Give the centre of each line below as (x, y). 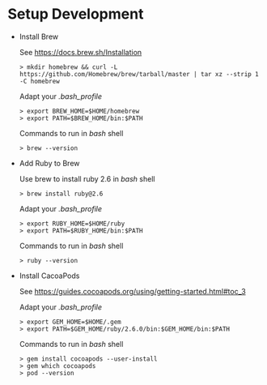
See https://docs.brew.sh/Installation (81, 52)
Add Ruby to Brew (49, 163)
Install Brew (39, 36)
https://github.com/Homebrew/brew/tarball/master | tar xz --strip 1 (139, 74)
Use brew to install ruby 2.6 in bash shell (87, 178)
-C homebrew (39, 81)
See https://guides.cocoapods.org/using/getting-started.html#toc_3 (132, 291)
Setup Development (76, 14)
